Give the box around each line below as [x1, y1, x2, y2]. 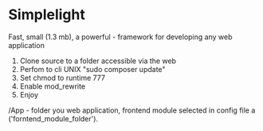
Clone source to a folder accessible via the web [19, 56, 177, 65]
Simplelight [8, 6, 85, 24]
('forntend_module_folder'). [8, 113, 98, 123]
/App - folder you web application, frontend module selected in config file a [8, 105, 256, 115]
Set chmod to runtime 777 [19, 73, 106, 82]
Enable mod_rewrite [19, 81, 86, 91]
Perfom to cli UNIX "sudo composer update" [19, 64, 166, 73]
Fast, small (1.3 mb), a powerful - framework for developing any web [8, 32, 233, 42]
